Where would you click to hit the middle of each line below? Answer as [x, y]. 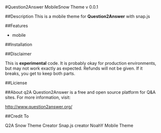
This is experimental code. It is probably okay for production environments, [81, 63]
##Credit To [17, 116]
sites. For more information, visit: [38, 97]
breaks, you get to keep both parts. [40, 74]
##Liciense [16, 83]
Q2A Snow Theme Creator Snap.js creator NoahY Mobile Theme [69, 126]
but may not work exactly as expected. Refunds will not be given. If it [74, 68]
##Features [16, 26]
